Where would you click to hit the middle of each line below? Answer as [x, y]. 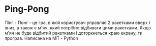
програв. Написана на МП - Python [41, 38]
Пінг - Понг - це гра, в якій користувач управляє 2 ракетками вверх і [77, 23]
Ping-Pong [27, 9]
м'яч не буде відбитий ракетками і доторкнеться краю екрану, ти [74, 33]
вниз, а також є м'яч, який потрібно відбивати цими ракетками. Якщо [78, 27]
